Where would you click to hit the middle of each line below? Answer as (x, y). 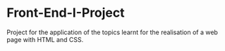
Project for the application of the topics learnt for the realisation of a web (112, 32)
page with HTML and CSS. (45, 39)
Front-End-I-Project (66, 13)
